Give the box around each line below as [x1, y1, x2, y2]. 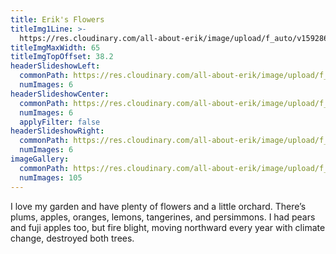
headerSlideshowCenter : [10, 89, 110, 99]
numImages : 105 [19, 172, 83, 183]
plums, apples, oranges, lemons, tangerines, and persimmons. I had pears [10, 211, 316, 223]
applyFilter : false [19, 117, 101, 127]
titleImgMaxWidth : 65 [10, 42, 101, 53]
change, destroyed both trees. [10, 232, 135, 244]
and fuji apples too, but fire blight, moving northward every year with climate [10, 221, 326, 233]
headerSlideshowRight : [10, 126, 105, 136]
